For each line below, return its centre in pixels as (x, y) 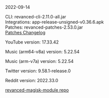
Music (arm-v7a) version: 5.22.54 (39, 61)
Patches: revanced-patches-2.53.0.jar (44, 27)
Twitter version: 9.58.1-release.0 (38, 71)
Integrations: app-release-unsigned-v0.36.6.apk (54, 22)
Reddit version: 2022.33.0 (32, 80)
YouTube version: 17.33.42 (32, 42)
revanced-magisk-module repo (37, 90)
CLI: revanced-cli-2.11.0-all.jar (36, 17)
